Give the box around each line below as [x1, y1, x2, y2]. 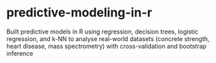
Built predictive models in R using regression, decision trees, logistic [6, 27, 199, 36]
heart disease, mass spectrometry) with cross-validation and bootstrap [6, 42, 206, 50]
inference [6, 49, 33, 58]
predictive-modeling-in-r [6, 5, 152, 21]
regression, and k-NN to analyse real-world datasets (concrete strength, [6, 34, 210, 42]
